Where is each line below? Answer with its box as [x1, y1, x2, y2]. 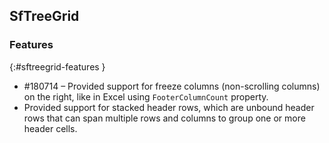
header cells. [23, 122, 78, 134]
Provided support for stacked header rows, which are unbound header [23, 101, 315, 113]
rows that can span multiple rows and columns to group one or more [23, 112, 306, 124]
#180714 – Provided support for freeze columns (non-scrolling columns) [23, 80, 321, 92]
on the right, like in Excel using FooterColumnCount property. [23, 90, 269, 103]
